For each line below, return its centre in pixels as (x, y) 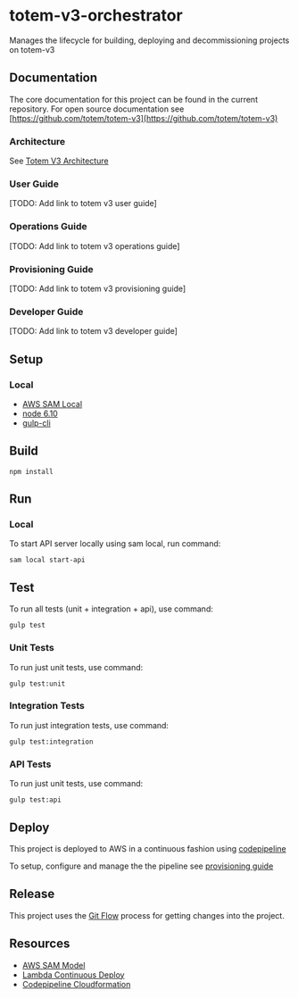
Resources (40, 944)
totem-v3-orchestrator (96, 16)
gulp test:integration (51, 742)
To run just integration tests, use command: (89, 725)
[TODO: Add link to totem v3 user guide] (83, 204)
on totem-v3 (32, 49)
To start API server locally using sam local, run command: (115, 544)
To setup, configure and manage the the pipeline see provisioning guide (141, 866)
